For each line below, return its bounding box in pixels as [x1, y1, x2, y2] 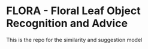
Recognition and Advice [6, 17, 128, 30]
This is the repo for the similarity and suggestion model [6, 36, 143, 43]
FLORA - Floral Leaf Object [6, 4, 141, 18]
